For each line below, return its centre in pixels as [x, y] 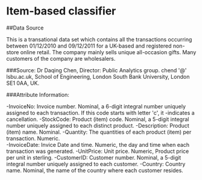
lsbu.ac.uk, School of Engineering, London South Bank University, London [98, 76]
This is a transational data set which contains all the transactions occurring [99, 39]
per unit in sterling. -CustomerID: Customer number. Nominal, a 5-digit [94, 157]
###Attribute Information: [38, 95]
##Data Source [25, 28]
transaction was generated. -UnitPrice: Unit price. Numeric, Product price [98, 151]
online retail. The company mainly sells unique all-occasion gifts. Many [108, 52]
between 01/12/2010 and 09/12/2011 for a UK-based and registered [89, 46]
